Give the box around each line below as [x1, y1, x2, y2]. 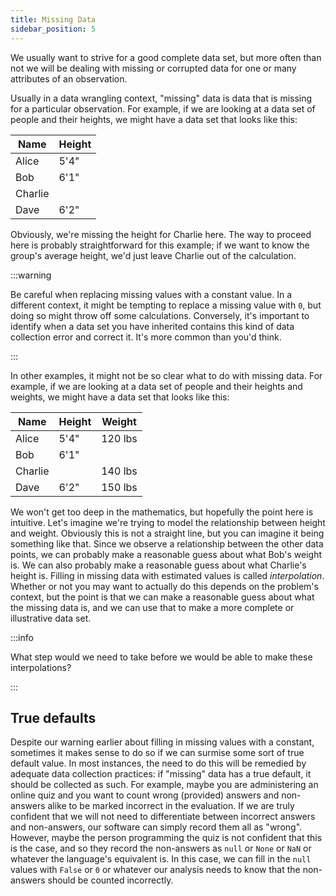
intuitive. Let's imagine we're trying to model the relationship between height [10, 516, 326, 528]
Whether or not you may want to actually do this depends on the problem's [10, 580, 319, 592]
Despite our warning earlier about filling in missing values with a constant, [10, 736, 315, 748]
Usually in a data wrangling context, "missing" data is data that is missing [10, 92, 313, 104]
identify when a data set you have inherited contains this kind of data [10, 320, 295, 332]
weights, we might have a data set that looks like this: [10, 391, 230, 403]
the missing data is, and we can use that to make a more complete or [10, 601, 295, 613]
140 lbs [101, 464, 138, 478]
